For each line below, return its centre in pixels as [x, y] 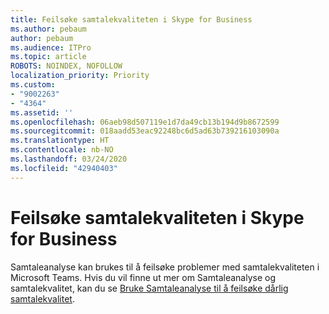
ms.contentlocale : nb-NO [62, 150]
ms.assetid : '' [42, 112]
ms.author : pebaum [48, 29]
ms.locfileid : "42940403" [64, 168]
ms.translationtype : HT [60, 141]
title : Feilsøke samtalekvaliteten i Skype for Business [131, 19]
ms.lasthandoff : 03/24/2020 [69, 159]
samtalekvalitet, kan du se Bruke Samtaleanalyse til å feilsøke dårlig [149, 288]
